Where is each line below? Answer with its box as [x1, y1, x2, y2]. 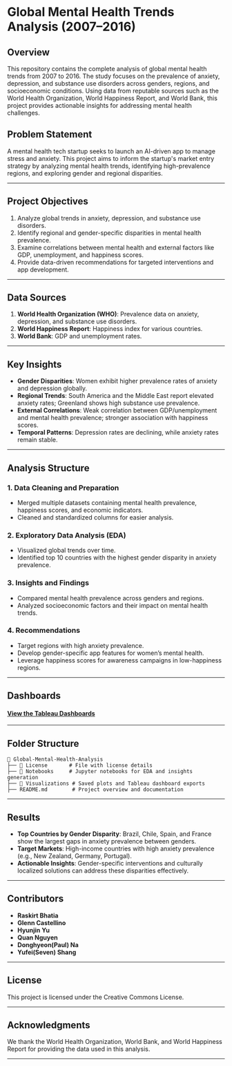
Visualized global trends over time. [17, 546, 116, 555]
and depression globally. [17, 384, 88, 392]
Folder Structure [7, 737, 79, 750]
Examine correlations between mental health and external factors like [17, 243, 215, 251]
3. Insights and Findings [7, 578, 90, 588]
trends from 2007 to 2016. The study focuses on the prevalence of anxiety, [7, 72, 220, 80]
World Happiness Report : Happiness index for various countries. [17, 325, 203, 333]
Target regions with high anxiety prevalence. [17, 641, 144, 649]
